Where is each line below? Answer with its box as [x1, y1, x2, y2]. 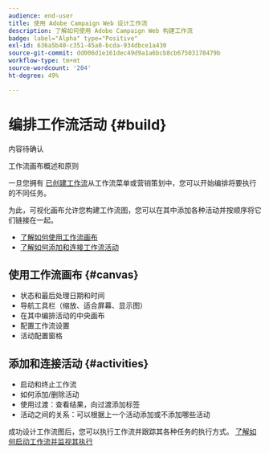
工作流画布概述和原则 [8, 161, 79, 170]
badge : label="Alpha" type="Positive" [8, 34, 138, 43]
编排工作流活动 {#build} [8, 116, 167, 133]
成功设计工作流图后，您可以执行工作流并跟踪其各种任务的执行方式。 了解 [8, 427, 250, 436]
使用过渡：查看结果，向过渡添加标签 [19, 399, 141, 410]
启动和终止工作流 [19, 379, 77, 390]
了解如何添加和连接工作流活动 [19, 242, 119, 252]
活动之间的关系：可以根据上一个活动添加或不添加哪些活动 [19, 410, 210, 419]
